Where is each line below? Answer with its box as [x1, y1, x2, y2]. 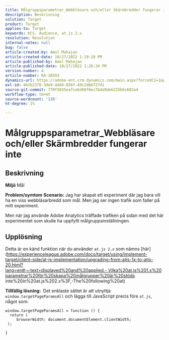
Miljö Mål [5, 182, 25, 188]
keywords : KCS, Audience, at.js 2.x [5, 31, 82, 36]
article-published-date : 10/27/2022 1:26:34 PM [5, 64, 107, 69]
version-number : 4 [5, 69, 44, 74]
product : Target [5, 21, 39, 27]
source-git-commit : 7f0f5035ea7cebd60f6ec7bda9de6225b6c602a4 [5, 87, 138, 92]
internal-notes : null [5, 40, 51, 45]
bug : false [5, 45, 28, 50]
